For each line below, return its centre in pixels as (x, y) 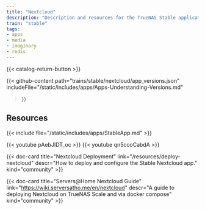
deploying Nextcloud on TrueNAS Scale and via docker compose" (89, 194)
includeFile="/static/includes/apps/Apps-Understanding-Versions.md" (95, 87)
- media (16, 40)
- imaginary (21, 46)
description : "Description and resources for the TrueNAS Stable (91, 18)
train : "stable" (27, 23)
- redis (16, 52)
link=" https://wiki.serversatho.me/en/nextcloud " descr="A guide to (91, 187)
